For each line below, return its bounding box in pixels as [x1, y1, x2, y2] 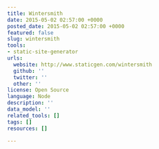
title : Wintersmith [7, 10, 63, 17]
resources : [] [7, 125, 48, 132]
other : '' [13, 80, 41, 87]
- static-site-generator [7, 49, 78, 56]
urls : [7, 55, 23, 62]
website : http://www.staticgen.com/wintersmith [13, 61, 153, 68]
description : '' [7, 100, 54, 106]
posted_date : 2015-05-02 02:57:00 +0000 [7, 23, 125, 30]
